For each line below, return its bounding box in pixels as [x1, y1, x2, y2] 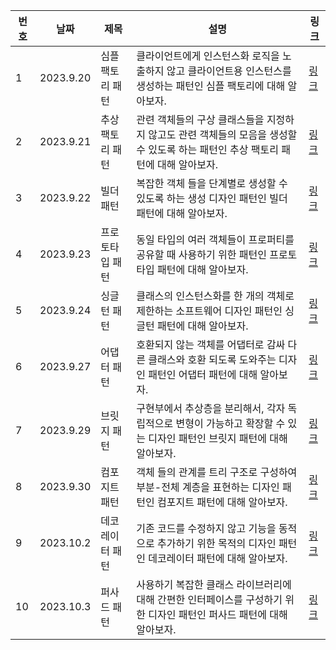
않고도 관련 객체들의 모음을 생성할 [148, 128, 298, 141]
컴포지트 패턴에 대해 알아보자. [157, 495, 288, 509]
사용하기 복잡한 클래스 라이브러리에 [136, 578, 292, 591]
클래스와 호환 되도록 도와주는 [148, 353, 277, 366]
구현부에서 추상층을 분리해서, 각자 [136, 402, 286, 415]
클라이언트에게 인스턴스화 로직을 [136, 49, 280, 63]
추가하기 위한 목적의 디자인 [157, 537, 277, 550]
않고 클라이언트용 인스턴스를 [166, 64, 292, 78]
